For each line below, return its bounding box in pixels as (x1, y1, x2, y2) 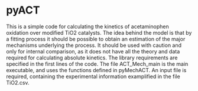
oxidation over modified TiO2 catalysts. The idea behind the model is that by (6, 29, 192, 36)
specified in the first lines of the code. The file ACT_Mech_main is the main (6, 60, 189, 68)
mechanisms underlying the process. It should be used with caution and (6, 42, 182, 49)
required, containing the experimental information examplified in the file (6, 73, 180, 80)
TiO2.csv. (6, 79, 30, 86)
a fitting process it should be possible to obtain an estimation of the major (6, 35, 186, 42)
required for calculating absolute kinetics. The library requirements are (6, 54, 178, 61)
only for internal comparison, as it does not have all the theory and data (6, 48, 180, 55)
